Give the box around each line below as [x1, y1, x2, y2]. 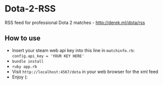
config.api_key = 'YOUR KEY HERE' [12, 53, 84, 58]
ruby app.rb [12, 64, 37, 69]
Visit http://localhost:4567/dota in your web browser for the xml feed [12, 68, 158, 74]
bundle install [12, 58, 44, 64]
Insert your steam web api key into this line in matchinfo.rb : [12, 47, 135, 53]
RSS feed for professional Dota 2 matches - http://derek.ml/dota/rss [5, 19, 145, 25]
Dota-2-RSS [5, 3, 56, 14]
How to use [5, 34, 41, 42]
